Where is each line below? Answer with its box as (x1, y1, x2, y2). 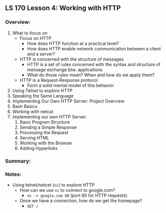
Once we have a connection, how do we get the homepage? (19, 197, 142, 204)
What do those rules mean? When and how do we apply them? (27, 71, 155, 78)
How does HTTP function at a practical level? (27, 40, 120, 46)
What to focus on (12, 30, 48, 36)
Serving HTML (19, 135, 49, 141)
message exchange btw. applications (27, 67, 103, 72)
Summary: (5, 157, 31, 164)
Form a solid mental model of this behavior (27, 82, 114, 88)
